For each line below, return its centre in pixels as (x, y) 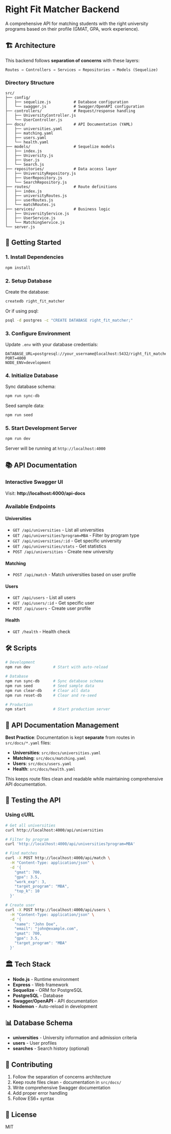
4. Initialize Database (32, 375)
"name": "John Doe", (36, 924)
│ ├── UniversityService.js (37, 214)
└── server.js (20, 227)
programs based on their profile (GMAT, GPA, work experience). (72, 29)
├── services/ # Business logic (58, 209)
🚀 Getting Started (33, 242)
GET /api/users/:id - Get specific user (53, 603)
